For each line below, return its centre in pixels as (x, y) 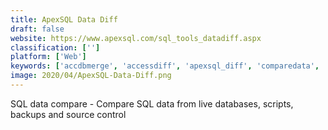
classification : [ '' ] (55, 47)
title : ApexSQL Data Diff (64, 19)
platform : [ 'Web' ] (48, 57)
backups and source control (68, 114)
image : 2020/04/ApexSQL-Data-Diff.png (91, 76)
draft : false (37, 29)
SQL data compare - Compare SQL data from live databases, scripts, (152, 103)
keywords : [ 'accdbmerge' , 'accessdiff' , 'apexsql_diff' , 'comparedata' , (165, 66)
